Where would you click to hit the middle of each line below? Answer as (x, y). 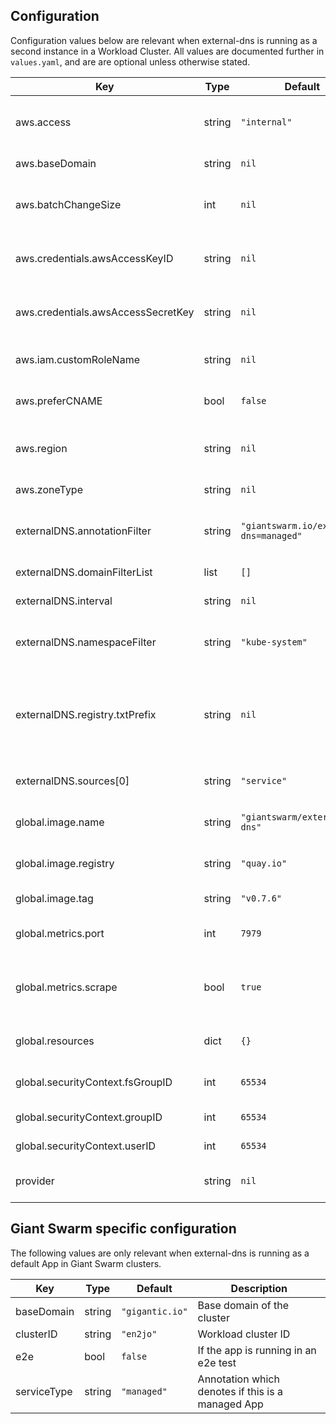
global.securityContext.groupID (89, 1117)
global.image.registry (65, 863)
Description (259, 1288)
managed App (230, 1404)
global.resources (55, 1041)
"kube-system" (274, 642)
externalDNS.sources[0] (72, 781)
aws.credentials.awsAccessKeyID (94, 258)
